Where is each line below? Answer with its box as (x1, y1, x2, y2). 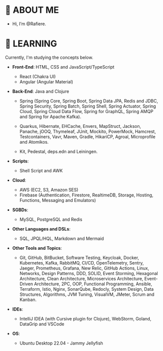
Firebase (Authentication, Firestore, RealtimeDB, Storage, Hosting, (19, 192, 154, 198)
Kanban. (19, 296, 37, 303)
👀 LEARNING (5, 38, 57, 49)
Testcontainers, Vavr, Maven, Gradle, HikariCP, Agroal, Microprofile (19, 133, 156, 140)
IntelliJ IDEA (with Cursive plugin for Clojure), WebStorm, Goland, (19, 315, 152, 321)
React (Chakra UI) (19, 74, 56, 79)
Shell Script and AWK (19, 167, 63, 173)
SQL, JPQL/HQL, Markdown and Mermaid (19, 235, 104, 241)
